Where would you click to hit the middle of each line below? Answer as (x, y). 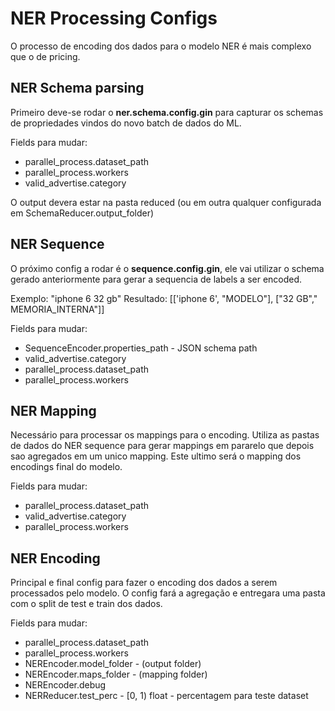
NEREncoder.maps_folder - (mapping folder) (116, 674)
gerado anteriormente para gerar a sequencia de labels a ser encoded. (156, 279)
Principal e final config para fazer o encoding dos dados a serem (144, 583)
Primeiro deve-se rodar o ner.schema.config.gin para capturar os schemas (167, 112)
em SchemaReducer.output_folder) (82, 213)
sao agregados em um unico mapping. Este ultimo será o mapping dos (156, 456)
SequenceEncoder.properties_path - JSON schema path (141, 348)
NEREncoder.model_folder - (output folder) (113, 664)
